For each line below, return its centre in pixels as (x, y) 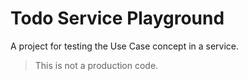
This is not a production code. (96, 65)
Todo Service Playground (117, 18)
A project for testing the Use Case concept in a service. (125, 46)
